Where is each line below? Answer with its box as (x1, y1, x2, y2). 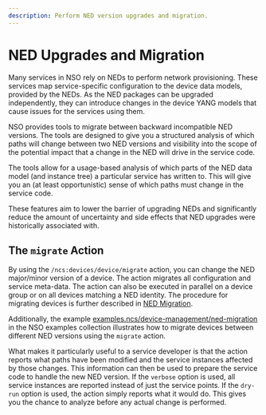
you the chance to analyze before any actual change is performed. (8, 397, 227, 407)
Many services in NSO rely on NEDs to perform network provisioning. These (8, 73, 258, 82)
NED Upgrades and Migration (8, 45, 205, 64)
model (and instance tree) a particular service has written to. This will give (8, 171, 252, 180)
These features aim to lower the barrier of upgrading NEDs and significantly (8, 204, 257, 213)
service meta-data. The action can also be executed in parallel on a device (8, 282, 253, 291)
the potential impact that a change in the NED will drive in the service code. (8, 147, 256, 156)
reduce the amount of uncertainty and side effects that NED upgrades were (8, 212, 256, 222)
